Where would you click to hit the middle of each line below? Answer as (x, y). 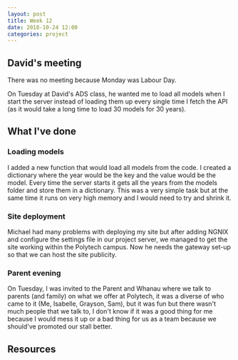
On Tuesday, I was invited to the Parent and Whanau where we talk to (109, 289)
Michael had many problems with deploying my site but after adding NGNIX (118, 232)
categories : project (38, 34)
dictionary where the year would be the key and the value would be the (112, 175)
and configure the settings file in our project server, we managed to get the (118, 239)
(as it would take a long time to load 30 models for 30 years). (97, 109)
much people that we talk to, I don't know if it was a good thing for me (110, 311)
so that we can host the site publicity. (62, 255)
